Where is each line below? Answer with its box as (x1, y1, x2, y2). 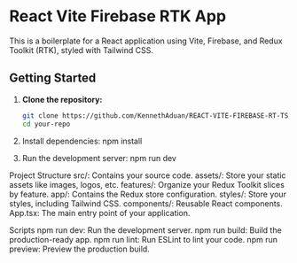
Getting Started (9, 71, 97, 86)
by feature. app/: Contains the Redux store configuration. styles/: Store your (9, 189, 286, 199)
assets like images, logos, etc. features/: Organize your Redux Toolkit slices (9, 179, 285, 190)
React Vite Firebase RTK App (9, 6, 227, 27)
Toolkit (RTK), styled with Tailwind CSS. (9, 44, 153, 55)
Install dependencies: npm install (21, 135, 143, 146)
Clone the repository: (21, 94, 103, 104)
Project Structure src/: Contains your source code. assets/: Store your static (9, 170, 286, 181)
